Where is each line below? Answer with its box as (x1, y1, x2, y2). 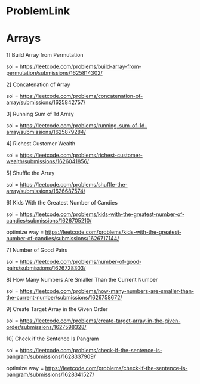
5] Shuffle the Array (6, 169, 55, 177)
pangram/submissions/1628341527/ (6, 371, 94, 378)
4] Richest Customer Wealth (6, 140, 76, 147)
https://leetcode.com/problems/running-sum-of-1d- (20, 122, 147, 129)
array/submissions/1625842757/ (6, 99, 86, 106)
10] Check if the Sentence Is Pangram (6, 335, 99, 342)
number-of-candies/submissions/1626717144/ (6, 235, 119, 242)
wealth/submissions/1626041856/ (6, 158, 90, 165)
